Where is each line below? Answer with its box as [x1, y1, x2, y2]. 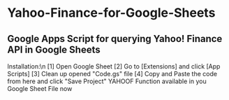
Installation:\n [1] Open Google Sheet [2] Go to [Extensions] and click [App [7, 62, 221, 71]
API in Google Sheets [7, 43, 101, 55]
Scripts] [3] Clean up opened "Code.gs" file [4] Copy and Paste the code [7, 70, 218, 78]
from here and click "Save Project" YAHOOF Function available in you [7, 77, 207, 85]
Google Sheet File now [7, 85, 73, 92]
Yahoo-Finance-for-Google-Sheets [7, 5, 216, 21]
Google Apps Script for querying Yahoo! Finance [7, 33, 223, 45]
